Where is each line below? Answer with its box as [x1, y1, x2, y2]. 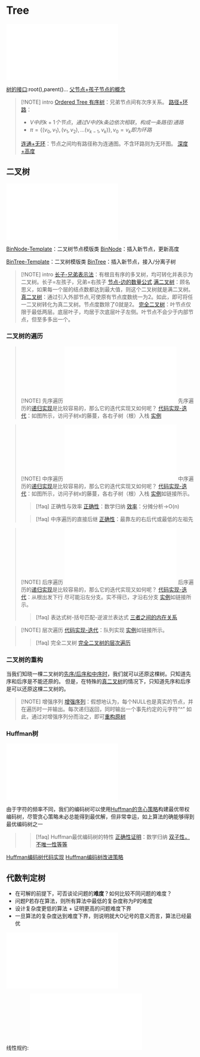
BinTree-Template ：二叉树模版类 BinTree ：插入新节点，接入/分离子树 [6, 258, 176, 265]
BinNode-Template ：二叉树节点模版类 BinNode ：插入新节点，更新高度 [6, 245, 180, 252]
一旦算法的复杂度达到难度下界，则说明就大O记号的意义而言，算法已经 [14, 913, 187, 920]
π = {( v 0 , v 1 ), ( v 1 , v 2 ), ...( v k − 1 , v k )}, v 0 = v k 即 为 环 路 [29, 126, 152, 135]
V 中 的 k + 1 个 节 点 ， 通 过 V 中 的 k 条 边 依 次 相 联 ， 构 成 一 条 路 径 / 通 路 [29, 118, 184, 126]
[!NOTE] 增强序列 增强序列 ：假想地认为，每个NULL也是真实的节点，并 [20, 698, 193, 705]
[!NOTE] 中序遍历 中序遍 [20, 475, 194, 482]
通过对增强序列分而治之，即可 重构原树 [31, 713, 126, 720]
